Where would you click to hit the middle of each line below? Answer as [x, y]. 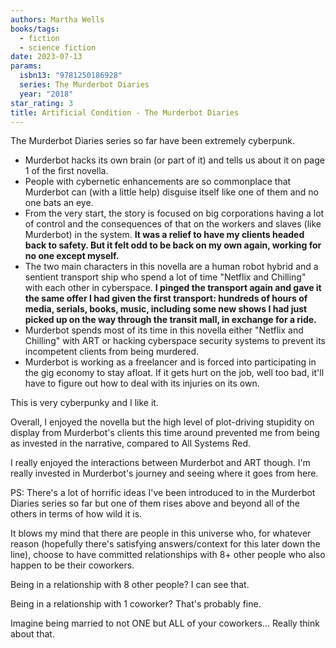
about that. [32, 634]
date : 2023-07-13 [46, 57]
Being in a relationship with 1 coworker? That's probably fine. [136, 604]
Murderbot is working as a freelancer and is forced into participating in [170, 362]
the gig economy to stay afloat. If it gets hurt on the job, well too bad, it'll [174, 373]
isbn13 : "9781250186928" [71, 76]
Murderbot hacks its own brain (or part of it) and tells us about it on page [174, 160]
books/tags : [35, 29]
